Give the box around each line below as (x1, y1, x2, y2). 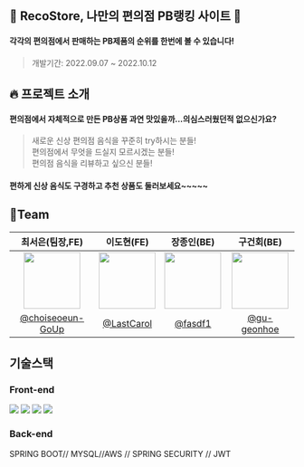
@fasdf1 (175, 317, 212, 329)
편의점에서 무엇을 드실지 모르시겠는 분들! (31, 147, 175, 157)
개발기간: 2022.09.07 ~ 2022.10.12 (31, 57, 157, 68)
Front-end (9, 383, 55, 396)
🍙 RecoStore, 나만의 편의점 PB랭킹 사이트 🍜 (9, 8, 242, 24)
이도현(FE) (105, 235, 149, 248)
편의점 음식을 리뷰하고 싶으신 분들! (31, 157, 153, 169)
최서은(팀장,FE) (21, 235, 83, 248)
